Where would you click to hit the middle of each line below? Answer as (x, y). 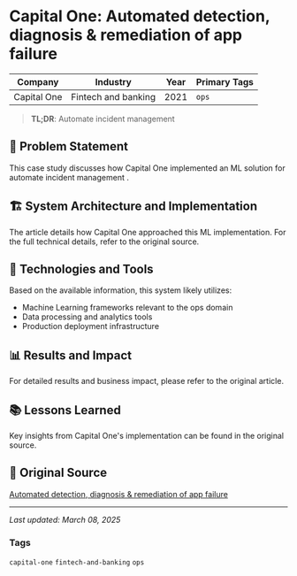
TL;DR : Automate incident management (103, 119)
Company (38, 81)
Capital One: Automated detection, (140, 16)
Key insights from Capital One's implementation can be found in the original (147, 436)
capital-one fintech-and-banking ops (77, 563)
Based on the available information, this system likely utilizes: (121, 290)
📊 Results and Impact (71, 355)
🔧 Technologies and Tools (81, 269)
